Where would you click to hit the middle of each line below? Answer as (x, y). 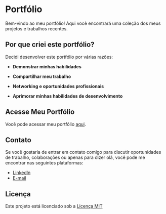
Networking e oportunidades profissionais (58, 86)
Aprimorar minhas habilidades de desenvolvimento (68, 96)
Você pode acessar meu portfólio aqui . (46, 124)
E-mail (19, 178)
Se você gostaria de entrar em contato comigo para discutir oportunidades (83, 152)
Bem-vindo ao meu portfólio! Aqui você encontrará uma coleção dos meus (83, 23)
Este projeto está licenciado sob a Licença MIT (54, 206)
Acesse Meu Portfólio (40, 112)
